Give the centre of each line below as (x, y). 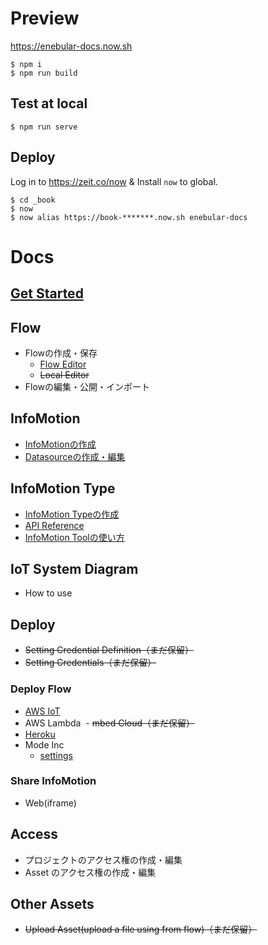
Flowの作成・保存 (61, 353)
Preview (45, 18)
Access (34, 834)
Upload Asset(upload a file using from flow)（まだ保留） (141, 929)
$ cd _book (33, 200)
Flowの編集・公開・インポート (87, 386)
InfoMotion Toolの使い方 (74, 537)
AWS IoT (42, 711)
